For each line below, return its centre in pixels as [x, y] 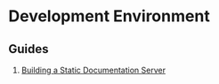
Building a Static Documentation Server [93, 70]
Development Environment [109, 16]
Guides [29, 49]
